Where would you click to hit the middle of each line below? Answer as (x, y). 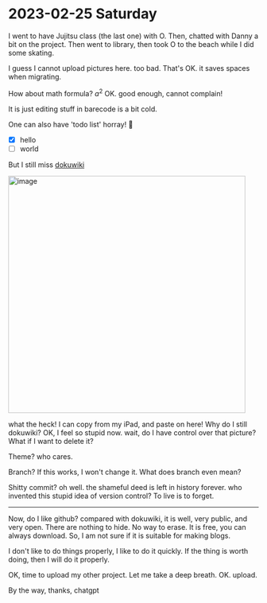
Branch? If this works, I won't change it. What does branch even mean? (125, 472)
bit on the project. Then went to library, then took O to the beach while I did (131, 44)
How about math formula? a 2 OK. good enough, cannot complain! (116, 92)
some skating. (31, 53)
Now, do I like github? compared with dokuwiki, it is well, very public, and (128, 519)
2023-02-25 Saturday (83, 14)
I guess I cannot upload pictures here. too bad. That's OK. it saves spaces (129, 68)
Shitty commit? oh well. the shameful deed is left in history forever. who (125, 487)
